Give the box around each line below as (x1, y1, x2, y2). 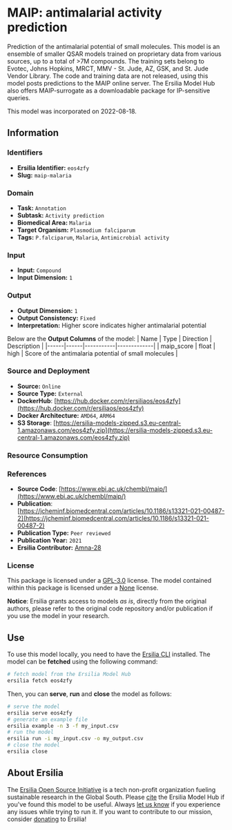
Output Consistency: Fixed (17, 313, 96, 322)
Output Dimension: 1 (17, 306, 78, 315)
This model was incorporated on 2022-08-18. (7, 107, 137, 115)
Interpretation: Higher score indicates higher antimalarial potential (17, 321, 207, 329)
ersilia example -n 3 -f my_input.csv (7, 722, 119, 729)
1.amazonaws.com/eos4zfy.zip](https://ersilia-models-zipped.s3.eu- (17, 426, 213, 434)
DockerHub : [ (17, 396, 57, 405)
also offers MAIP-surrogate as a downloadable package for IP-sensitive (7, 86, 211, 95)
